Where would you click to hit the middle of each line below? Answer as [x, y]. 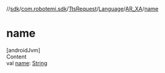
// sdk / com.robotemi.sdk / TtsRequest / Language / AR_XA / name [82, 9]
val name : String [27, 63]
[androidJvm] [24, 50]
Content [16, 57]
